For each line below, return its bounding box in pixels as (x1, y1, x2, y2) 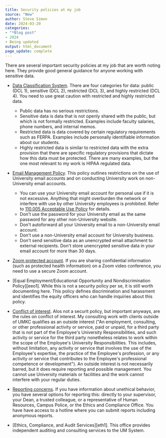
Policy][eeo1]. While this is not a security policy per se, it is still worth (12, 283, 154, 289)
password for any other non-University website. (19, 216, 118, 222)
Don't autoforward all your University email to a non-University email (19, 221, 160, 228)
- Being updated (5, 40, 39, 45)
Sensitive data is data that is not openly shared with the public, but (19, 113, 156, 119)
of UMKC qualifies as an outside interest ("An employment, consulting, (12, 319, 157, 325)
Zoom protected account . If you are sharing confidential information (12, 257, 151, 263)
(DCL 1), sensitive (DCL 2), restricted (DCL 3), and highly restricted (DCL (12, 88, 161, 94)
